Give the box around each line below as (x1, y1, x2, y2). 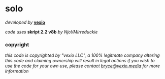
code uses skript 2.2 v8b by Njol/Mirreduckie (5, 29, 98, 35)
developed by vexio (5, 19, 45, 25)
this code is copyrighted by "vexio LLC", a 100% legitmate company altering (5, 52, 160, 58)
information (5, 68, 29, 74)
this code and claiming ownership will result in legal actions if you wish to (5, 58, 155, 64)
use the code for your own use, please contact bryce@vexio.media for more (5, 63, 160, 69)
